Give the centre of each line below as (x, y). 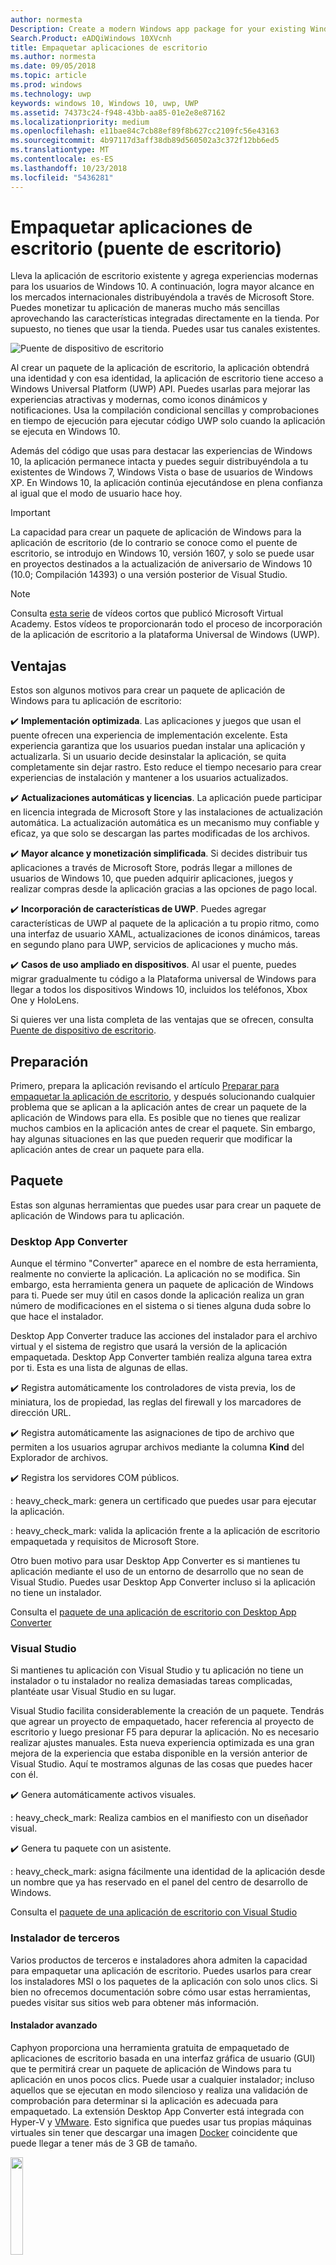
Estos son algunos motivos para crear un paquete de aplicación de (148, 690)
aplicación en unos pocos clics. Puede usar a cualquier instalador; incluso (162, 2079)
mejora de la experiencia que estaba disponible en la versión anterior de (159, 1753)
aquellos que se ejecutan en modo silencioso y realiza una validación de (159, 2090)
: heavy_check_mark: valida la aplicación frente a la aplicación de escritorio (165, 1531)
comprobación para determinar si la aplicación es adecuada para (144, 2100)
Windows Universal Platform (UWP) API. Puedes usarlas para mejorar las (160, 389)
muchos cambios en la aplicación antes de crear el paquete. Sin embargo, (163, 1128)
